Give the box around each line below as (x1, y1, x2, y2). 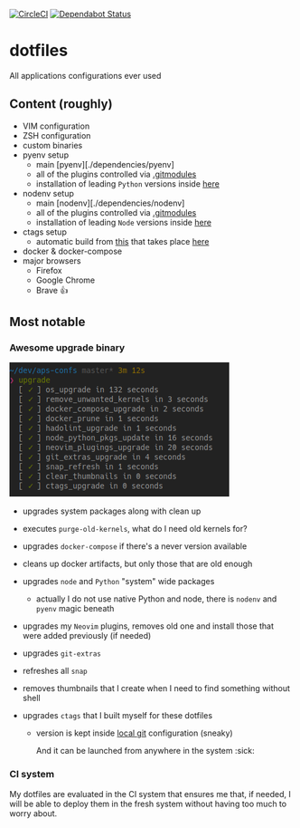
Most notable (9, 314, 86, 330)
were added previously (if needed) (22, 631, 152, 641)
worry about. (9, 807, 58, 819)
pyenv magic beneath (35, 603, 115, 614)
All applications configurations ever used (9, 70, 162, 81)
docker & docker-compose (22, 246, 123, 256)
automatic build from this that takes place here (35, 236, 210, 246)
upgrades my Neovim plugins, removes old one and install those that (22, 621, 274, 631)
